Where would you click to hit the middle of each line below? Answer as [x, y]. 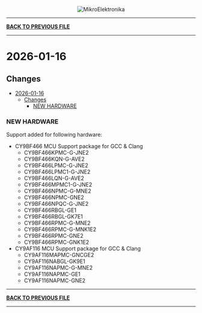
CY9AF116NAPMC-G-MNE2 [58, 268]
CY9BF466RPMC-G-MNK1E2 [60, 229]
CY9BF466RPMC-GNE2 [54, 236]
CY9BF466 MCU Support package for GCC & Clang [79, 146]
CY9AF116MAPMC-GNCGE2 [59, 255]
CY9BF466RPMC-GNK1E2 [57, 242]
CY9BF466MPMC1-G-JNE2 [58, 185]
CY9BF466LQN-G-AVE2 [54, 178]
